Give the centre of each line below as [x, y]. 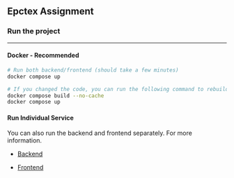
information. [25, 140]
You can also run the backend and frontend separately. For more [100, 133]
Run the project [34, 31]
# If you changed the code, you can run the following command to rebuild [118, 89]
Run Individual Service [41, 118]
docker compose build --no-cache [56, 96]
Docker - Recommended [43, 56]
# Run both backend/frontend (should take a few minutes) [93, 70]
